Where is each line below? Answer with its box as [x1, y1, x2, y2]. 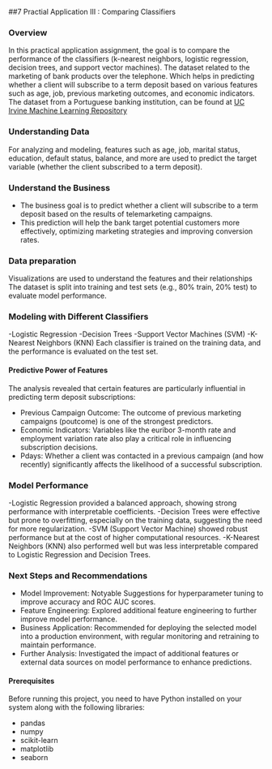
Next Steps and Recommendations [8, 569, 148, 581]
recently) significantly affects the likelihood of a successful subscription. [19, 459, 263, 469]
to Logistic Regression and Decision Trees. [8, 549, 151, 559]
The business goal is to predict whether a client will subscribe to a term [19, 200, 259, 210]
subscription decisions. [19, 442, 99, 452]
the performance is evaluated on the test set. [8, 346, 159, 356]
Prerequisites [8, 676, 55, 685]
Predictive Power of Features [8, 365, 108, 376]
